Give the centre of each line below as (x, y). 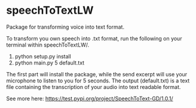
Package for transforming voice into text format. (65, 27)
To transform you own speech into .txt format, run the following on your (94, 38)
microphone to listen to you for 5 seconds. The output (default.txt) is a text (98, 81)
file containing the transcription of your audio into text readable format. (94, 87)
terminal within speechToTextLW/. (48, 45)
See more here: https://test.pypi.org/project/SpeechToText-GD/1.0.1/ (90, 98)
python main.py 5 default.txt (50, 63)
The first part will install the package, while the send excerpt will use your (97, 74)
